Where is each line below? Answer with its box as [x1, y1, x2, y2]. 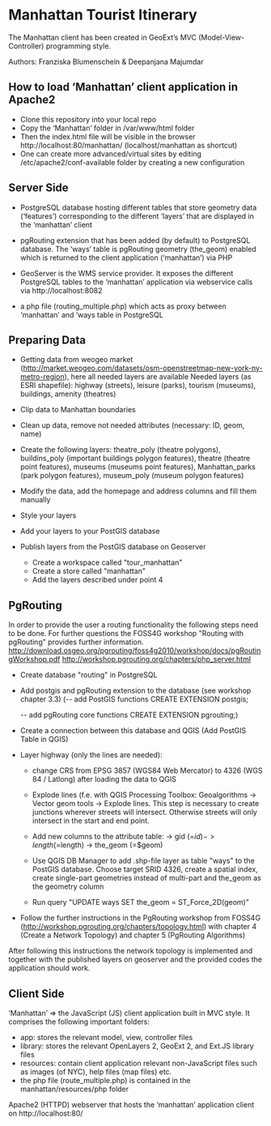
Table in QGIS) [19, 735, 69, 744]
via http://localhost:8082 [19, 285, 103, 295]
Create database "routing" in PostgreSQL [19, 670, 158, 680]
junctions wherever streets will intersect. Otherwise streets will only [32, 808, 257, 817]
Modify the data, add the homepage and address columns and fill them [19, 486, 257, 496]
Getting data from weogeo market [19, 355, 133, 365]
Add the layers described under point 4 [32, 575, 163, 585]
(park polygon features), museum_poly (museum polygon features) [19, 471, 244, 480]
